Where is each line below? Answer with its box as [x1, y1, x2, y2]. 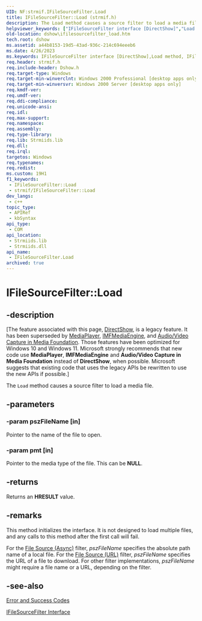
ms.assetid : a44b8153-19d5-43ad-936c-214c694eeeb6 [6, 43, 136, 49]
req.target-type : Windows [6, 70, 71, 76]
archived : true [6, 260, 44, 266]
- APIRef [8, 210, 31, 216]
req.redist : [6, 165, 36, 171]
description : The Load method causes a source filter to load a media [6, 20, 187, 26]
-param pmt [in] [6, 446, 54, 454]
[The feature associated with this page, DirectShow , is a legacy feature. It [6, 326, 188, 333]
